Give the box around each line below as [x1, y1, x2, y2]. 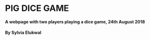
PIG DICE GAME [5, 3, 69, 14]
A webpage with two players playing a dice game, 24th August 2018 [5, 19, 145, 24]
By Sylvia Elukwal [5, 30, 42, 36]
